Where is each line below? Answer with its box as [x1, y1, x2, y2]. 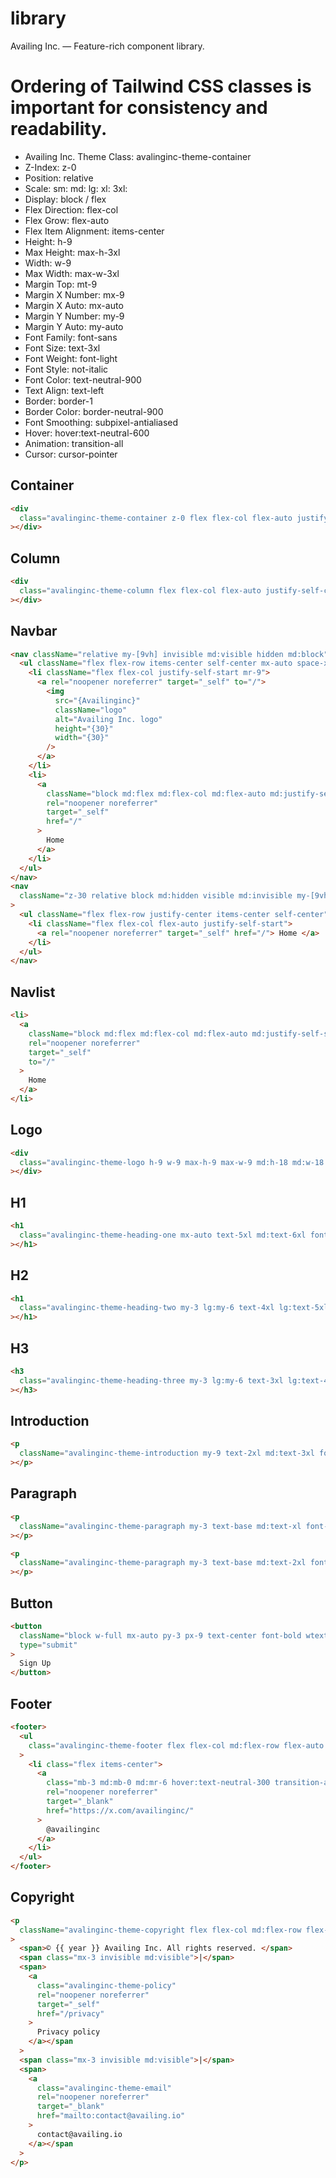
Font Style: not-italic [24, 363, 109, 375]
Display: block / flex [24, 193, 107, 205]
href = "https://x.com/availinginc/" [46, 1805, 195, 1816]
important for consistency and [10, 97, 268, 119]
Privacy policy [36, 2027, 101, 2037]
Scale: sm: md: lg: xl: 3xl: [24, 182, 128, 194]
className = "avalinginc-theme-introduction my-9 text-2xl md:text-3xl [19, 1448, 315, 1459]
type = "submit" [19, 1640, 78, 1650]
